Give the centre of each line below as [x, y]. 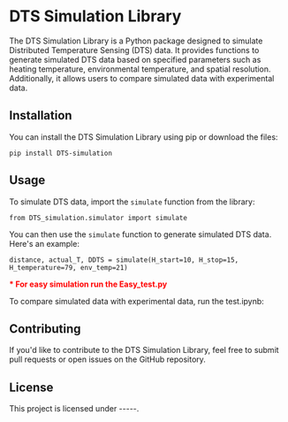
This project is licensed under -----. [74, 409]
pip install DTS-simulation [61, 153]
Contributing [45, 329]
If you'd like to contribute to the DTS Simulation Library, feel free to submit [144, 350]
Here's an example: [44, 243]
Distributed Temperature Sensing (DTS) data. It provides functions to [134, 50]
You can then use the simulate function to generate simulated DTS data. [140, 234]
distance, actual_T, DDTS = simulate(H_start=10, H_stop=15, [124, 260]
